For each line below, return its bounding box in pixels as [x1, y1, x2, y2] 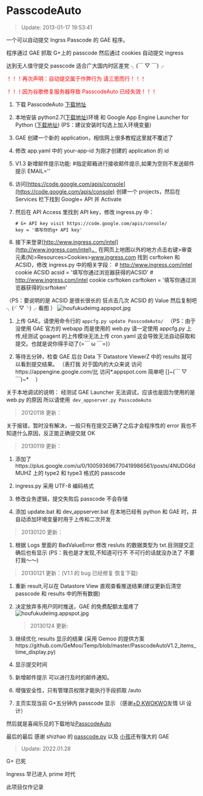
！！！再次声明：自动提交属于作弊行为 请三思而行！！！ [6, 75, 146, 82]
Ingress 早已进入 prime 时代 [6, 770, 76, 777]
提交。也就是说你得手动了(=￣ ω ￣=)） [15, 340, 113, 347]
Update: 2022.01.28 [21, 744, 71, 752]
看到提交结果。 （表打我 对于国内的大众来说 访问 [20, 360, 142, 368]
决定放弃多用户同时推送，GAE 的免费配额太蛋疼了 [15, 602, 139, 610]
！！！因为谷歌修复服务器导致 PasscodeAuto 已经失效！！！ [6, 87, 157, 95]
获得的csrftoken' [25, 283, 68, 291]
